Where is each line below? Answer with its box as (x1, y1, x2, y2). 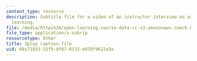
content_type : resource (6, 8, 64, 15)
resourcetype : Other (6, 35, 57, 41)
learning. (11, 19, 35, 25)
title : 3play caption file (6, 41, 72, 47)
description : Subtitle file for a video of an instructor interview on (6, 14, 185, 20)
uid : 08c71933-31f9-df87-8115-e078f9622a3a (6, 46, 114, 52)
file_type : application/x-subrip (6, 30, 88, 36)
